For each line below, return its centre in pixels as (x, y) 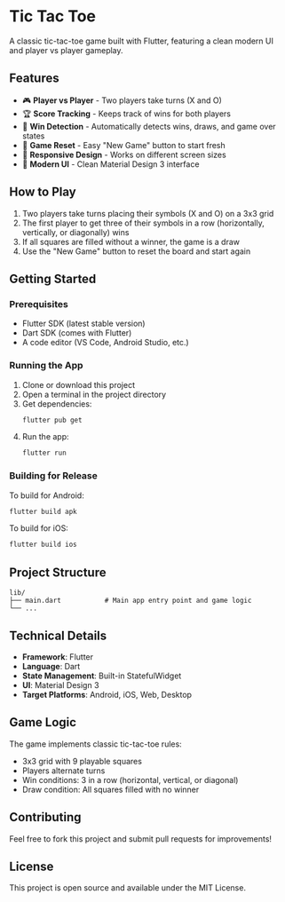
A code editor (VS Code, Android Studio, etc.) (105, 343)
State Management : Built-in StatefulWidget (102, 676)
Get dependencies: (57, 404)
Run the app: (45, 437)
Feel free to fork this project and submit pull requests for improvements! (141, 839)
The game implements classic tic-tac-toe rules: (95, 744)
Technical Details (58, 635)
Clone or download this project (79, 384)
